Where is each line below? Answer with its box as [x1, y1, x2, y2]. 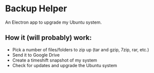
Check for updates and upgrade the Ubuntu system [12, 62, 117, 68]
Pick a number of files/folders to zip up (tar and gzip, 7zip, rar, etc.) [12, 46, 150, 52]
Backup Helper [5, 3, 68, 14]
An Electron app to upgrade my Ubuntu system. [5, 19, 102, 25]
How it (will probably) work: [5, 34, 92, 42]
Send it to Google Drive [12, 52, 60, 58]
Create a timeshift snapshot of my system [12, 57, 97, 63]
